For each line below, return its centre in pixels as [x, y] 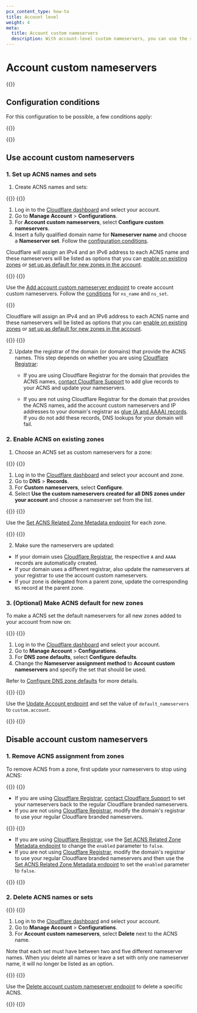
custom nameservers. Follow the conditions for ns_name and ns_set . [87, 294]
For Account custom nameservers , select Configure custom [89, 222]
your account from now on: [39, 622]
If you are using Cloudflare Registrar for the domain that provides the [106, 375]
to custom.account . [28, 710]
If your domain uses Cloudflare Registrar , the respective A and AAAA [95, 556]
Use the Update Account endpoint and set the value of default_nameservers [98, 703]
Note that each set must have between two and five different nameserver [94, 951]
